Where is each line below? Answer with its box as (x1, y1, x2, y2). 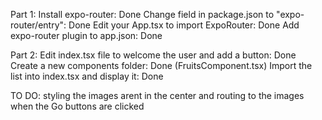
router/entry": (10, 19, 67, 31)
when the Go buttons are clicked (10, 100, 145, 112)
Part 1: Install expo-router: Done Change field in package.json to (10, 9, 275, 20)
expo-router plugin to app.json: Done (10, 30, 163, 41)
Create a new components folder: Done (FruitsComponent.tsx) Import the (10, 60, 313, 71)
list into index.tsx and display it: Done (10, 70, 164, 82)
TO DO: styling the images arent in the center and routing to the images (10, 90, 305, 101)
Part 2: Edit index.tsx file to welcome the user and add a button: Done (10, 49, 297, 61)
